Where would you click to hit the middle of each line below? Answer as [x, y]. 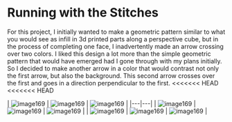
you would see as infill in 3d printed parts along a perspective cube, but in [113, 39]
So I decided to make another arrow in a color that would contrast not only [113, 68]
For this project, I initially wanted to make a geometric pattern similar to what [116, 32]
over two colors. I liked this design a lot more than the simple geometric [109, 54]
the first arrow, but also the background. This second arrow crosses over [111, 75]
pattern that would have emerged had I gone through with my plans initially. [115, 61]
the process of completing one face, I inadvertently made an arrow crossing [115, 46]
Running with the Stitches [83, 13]
